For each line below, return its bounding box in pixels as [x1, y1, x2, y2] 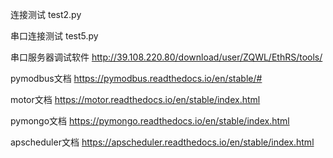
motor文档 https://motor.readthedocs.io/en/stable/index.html [10, 94, 261, 105]
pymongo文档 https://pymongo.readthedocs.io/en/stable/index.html [10, 115, 290, 127]
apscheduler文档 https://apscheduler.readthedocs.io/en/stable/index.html [10, 136, 315, 148]
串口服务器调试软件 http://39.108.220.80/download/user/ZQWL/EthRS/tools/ [10, 51, 323, 63]
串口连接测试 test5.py [10, 30, 99, 42]
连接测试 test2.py [10, 9, 82, 20]
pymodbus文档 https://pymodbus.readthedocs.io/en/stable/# [10, 73, 263, 84]
